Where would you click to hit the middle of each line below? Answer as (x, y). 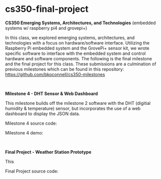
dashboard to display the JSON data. (43, 113)
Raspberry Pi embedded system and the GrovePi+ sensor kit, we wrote (77, 48)
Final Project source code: (32, 171)
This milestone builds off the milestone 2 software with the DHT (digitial (78, 103)
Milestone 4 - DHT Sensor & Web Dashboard (51, 93)
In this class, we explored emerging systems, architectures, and (70, 38)
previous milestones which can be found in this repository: (65, 69)
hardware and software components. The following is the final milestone (79, 58)
